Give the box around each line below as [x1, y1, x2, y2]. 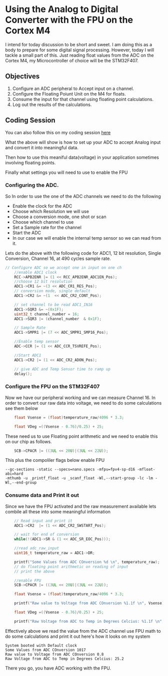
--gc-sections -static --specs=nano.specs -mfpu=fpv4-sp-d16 [5, 467, 135, 472]
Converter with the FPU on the [5, 14, 133, 26]
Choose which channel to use [12, 219, 74, 225]
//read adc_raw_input [14, 546, 59, 551]
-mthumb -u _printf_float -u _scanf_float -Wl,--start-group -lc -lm [5, 476, 153, 481]
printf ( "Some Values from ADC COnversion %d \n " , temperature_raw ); [14, 559, 160, 564]
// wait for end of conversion [14, 532, 79, 537]
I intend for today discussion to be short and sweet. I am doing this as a [5, 41, 152, 47]
